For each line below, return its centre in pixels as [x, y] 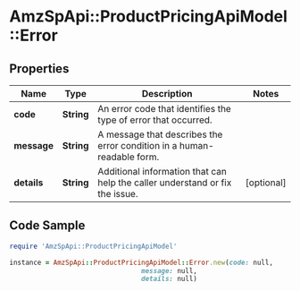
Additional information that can [162, 171]
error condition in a [137, 145]
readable [117, 157]
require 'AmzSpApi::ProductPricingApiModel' [93, 246]
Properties [39, 68]
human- [196, 145]
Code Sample [47, 226]
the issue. [118, 194]
